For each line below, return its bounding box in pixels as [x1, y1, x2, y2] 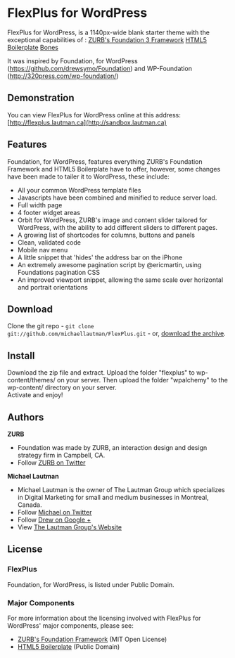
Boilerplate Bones [7, 43, 58, 51]
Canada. [17, 501, 42, 509]
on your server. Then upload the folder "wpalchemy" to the [56, 376, 229, 385]
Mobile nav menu [17, 245, 68, 254]
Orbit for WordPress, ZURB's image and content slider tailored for [17, 216, 208, 224]
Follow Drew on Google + [17, 515, 91, 524]
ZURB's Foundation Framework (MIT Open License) [17, 635, 167, 643]
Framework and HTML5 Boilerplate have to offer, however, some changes [7, 164, 221, 173]
